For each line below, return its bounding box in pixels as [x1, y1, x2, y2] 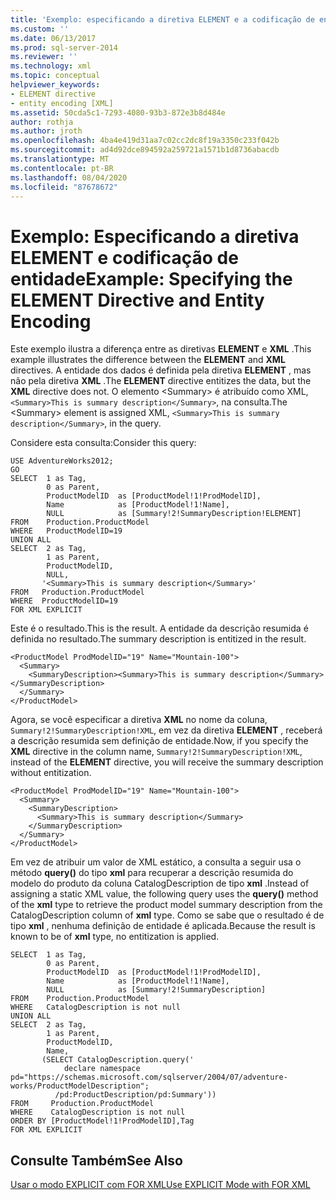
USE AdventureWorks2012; [10, 456, 114, 466]
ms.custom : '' [10, 24, 70, 34]
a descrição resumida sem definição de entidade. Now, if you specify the [10, 735, 309, 747]
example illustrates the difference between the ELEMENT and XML [10, 354, 286, 366]
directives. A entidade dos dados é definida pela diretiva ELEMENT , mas [10, 364, 312, 376]
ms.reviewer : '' [10, 52, 78, 62]
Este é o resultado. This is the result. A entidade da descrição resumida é [10, 622, 309, 635]
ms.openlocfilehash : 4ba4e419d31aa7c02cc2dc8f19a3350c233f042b [10, 136, 280, 146]
